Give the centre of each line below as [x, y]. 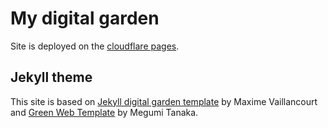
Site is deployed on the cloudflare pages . [95, 46]
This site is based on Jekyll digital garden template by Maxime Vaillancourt [164, 101]
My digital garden [85, 18]
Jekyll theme [51, 77]
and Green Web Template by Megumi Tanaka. [104, 112]
